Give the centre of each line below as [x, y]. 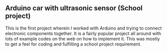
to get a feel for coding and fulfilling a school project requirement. [73, 44]
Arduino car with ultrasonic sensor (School [74, 8]
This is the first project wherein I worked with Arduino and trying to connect [83, 28]
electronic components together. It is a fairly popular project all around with [83, 33]
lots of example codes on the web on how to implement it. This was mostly [82, 38]
